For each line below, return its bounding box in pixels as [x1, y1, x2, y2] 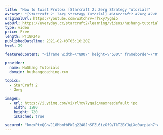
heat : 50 [5, 43, 23, 48]
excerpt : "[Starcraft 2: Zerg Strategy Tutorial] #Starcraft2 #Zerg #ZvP [5, 12, 158, 16]
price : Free [5, 30, 29, 34]
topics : [5, 78, 21, 83]
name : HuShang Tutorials [9, 65, 60, 70]
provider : [5, 60, 25, 65]
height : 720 [14, 109, 38, 114]
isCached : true [14, 114, 45, 119]
